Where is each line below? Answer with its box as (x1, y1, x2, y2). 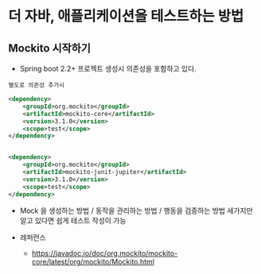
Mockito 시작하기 (8, 41, 92, 55)
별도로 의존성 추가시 (8, 81, 65, 89)
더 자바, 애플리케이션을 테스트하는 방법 (8, 7, 244, 25)
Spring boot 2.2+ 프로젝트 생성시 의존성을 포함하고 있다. (19, 64, 197, 73)
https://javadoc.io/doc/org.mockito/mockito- (31, 248, 178, 258)
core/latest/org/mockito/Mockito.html (31, 257, 155, 266)
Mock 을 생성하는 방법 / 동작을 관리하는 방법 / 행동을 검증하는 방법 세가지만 (19, 206, 253, 215)
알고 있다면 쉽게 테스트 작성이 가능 (19, 215, 127, 225)
